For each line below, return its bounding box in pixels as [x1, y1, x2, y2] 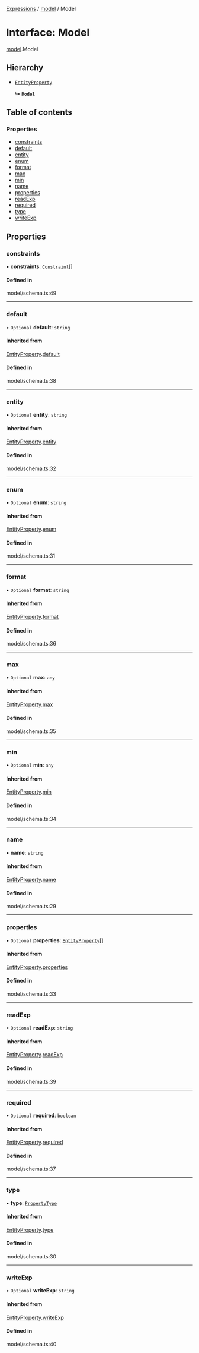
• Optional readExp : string [6, 1024, 73, 1031]
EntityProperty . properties [6, 963, 68, 971]
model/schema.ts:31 [6, 552, 56, 559]
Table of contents [6, 107, 72, 118]
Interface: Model [6, 26, 90, 39]
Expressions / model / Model [6, 5, 76, 12]
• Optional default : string [6, 323, 70, 331]
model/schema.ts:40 [6, 1341, 57, 1348]
